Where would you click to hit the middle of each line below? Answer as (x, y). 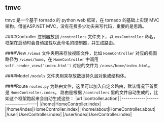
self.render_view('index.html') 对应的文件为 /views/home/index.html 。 (79, 65)
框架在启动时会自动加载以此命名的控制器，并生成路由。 (61, 43)
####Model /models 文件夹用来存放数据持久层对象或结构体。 (67, 75)
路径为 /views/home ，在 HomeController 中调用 (52, 59)
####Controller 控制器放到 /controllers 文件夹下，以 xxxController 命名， (82, 36)
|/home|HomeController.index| (70, 104)
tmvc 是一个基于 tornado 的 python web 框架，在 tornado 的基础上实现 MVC (82, 20)
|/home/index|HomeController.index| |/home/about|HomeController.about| (81, 109)
